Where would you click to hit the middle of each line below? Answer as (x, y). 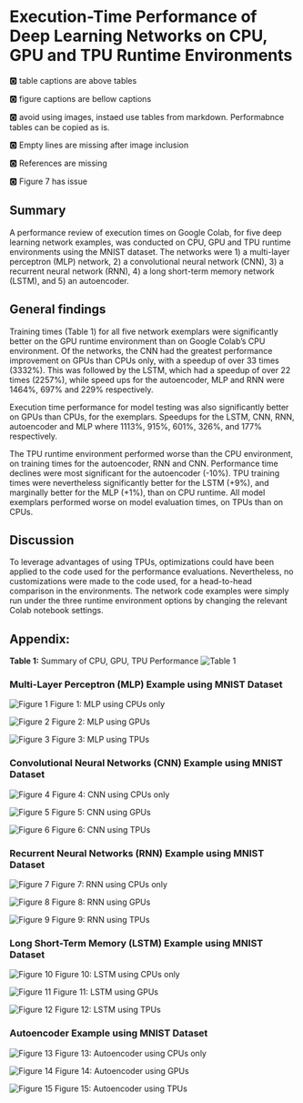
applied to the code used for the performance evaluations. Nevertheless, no (151, 572)
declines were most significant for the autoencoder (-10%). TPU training (145, 473)
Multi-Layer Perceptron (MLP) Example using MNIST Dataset (146, 684)
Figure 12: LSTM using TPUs (107, 1010)
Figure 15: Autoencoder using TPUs (121, 1088)
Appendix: (40, 639)
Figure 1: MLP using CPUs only (107, 704)
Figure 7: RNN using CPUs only (110, 885)
